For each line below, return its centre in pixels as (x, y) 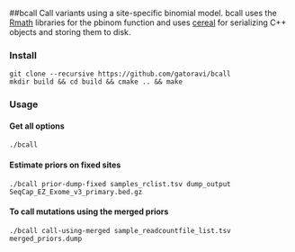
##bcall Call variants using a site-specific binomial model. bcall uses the (143, 13)
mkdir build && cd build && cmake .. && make (96, 82)
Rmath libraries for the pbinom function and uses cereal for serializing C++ (148, 22)
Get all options (37, 126)
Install (23, 55)
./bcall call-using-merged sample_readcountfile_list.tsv (120, 230)
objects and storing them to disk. (70, 32)
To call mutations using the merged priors (89, 211)
